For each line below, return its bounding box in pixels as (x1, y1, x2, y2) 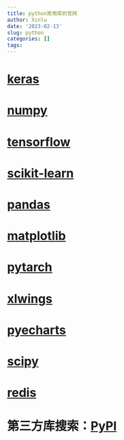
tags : (7, 42, 22, 49)
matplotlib (7, 228, 66, 244)
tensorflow (7, 134, 71, 149)
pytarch (7, 260, 52, 275)
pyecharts (7, 322, 67, 338)
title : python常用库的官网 (7, 10, 78, 17)
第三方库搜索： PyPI (7, 419, 117, 434)
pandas (7, 197, 51, 212)
